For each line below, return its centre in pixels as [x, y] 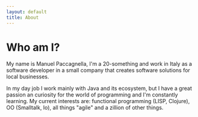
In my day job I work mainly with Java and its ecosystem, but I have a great [99, 89]
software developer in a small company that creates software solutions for [98, 71]
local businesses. [28, 77]
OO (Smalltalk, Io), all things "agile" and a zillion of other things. [85, 108]
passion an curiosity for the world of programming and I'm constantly [92, 95]
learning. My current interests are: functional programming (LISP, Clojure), [98, 101]
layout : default [26, 12]
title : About [23, 17]
